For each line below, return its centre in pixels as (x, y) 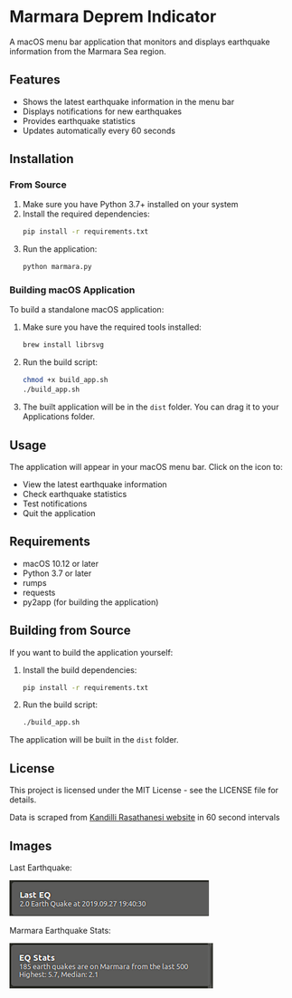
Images (31, 845)
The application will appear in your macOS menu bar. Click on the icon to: (146, 466)
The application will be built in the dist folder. (94, 740)
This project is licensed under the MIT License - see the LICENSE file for (144, 791)
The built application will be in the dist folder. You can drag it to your (151, 407)
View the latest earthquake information (94, 484)
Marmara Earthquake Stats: (60, 930)
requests (39, 592)
